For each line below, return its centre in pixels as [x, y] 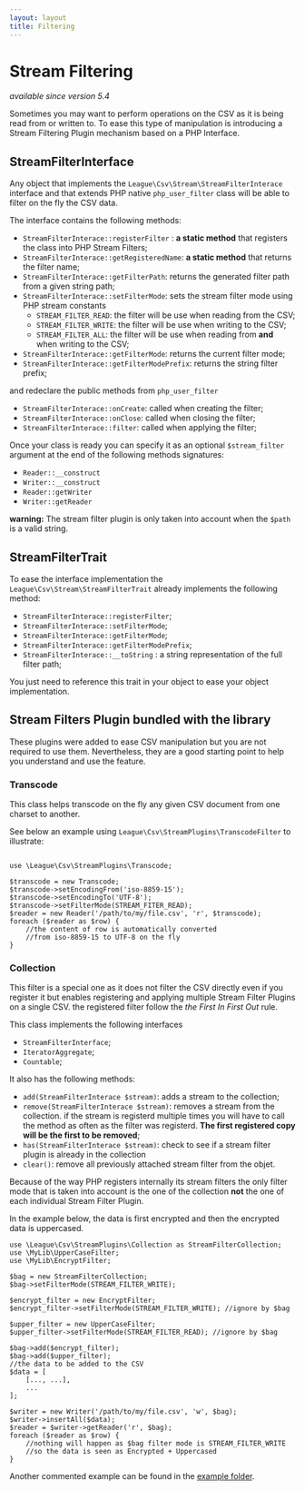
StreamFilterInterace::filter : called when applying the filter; [139, 428]
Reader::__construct [61, 473]
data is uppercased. [47, 1229]
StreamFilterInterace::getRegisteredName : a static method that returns [157, 257]
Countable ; [42, 1061]
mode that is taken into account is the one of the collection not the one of [147, 1191]
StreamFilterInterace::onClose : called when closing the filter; [139, 418]
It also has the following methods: [73, 1079]
